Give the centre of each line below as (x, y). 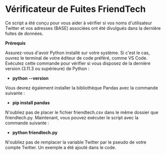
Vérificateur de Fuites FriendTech (76, 9)
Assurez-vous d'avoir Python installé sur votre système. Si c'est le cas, (78, 53)
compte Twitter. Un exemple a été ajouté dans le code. (61, 147)
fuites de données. (24, 33)
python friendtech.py (35, 132)
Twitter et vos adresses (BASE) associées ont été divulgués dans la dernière (83, 28)
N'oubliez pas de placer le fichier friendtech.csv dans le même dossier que (82, 112)
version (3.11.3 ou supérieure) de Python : (47, 69)
